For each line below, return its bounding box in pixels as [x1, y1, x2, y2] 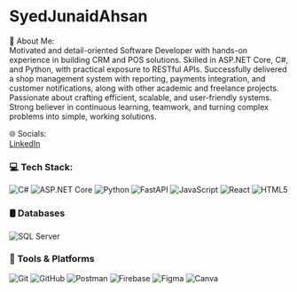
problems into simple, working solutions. [9, 111, 157, 122]
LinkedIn [9, 138, 41, 148]
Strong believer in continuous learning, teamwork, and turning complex [9, 101, 269, 112]
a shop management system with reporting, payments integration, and [9, 73, 266, 83]
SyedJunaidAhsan [9, 6, 148, 27]
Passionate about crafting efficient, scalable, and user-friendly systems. [9, 91, 272, 103]
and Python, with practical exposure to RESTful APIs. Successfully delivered [9, 64, 288, 75]
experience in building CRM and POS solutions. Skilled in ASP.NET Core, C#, [9, 54, 289, 65]
